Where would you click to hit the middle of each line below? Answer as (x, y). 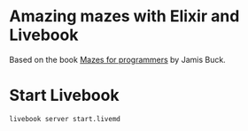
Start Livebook (64, 96)
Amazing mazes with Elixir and (124, 16)
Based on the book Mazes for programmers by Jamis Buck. (117, 59)
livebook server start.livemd (65, 119)
